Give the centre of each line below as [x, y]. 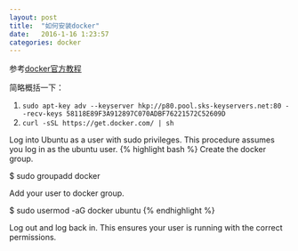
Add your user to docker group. [67, 193]
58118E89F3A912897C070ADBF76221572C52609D [146, 114]
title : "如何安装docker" [55, 26]
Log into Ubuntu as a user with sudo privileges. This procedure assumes [142, 140]
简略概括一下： [36, 88]
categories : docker [45, 42]
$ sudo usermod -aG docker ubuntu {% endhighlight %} [112, 211]
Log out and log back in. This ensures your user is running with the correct [146, 228]
